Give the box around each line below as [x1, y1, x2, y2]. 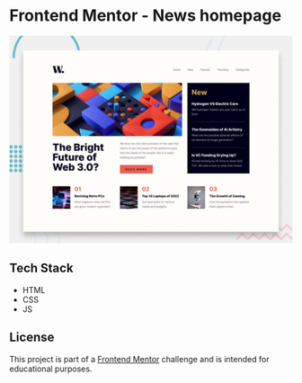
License [9, 330, 55, 345]
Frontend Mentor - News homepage [9, 5, 281, 26]
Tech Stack [9, 261, 74, 276]
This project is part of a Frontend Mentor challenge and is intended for [9, 353, 270, 364]
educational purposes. [9, 363, 93, 374]
